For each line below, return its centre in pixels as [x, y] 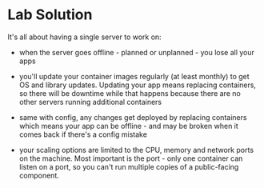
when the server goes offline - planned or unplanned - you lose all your [137, 52]
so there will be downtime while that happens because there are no [130, 93]
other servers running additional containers [90, 102]
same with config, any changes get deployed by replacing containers [133, 117]
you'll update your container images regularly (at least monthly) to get [134, 76]
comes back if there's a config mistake [83, 134]
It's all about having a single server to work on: [84, 37]
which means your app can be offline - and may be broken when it [129, 126]
